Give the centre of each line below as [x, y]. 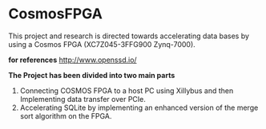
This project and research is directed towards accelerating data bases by [129, 36]
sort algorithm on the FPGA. [66, 115]
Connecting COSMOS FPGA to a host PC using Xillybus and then [127, 90]
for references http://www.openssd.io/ [73, 60]
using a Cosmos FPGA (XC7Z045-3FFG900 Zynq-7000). [102, 44]
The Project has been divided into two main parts [92, 75]
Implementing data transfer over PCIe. [83, 99]
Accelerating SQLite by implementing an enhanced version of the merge [139, 107]
